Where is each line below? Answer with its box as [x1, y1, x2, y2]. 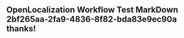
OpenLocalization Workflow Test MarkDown [6, 5, 178, 15]
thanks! [6, 24, 37, 34]
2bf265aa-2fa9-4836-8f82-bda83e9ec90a [6, 14, 177, 25]
